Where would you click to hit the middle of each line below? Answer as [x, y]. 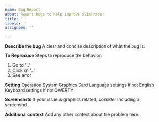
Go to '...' [21, 65]
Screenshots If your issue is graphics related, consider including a [72, 100]
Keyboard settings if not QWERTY [39, 90]
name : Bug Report [23, 10]
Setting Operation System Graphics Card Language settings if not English [80, 85]
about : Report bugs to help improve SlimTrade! [55, 14]
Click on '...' [24, 70]
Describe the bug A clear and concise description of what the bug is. [75, 46]
